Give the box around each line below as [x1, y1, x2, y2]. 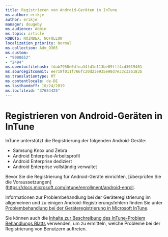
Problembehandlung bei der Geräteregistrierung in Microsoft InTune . [5, 205, 149, 212]
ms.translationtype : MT [5, 74, 56, 79]
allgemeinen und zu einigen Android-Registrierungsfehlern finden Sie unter [5, 200, 163, 206]
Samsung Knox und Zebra [12, 147, 68, 153]
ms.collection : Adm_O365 [5, 45, 58, 50]
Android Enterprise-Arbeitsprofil [12, 153, 80, 159]
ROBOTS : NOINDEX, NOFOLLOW [5, 36, 63, 41]
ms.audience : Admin [5, 27, 47, 32]
